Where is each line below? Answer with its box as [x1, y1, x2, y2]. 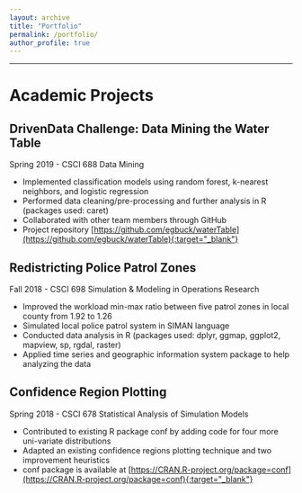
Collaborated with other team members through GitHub [22, 215, 227, 226]
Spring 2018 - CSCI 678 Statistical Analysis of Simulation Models [9, 408, 249, 419]
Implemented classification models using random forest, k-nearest [22, 176, 269, 187]
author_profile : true [9, 38, 91, 48]
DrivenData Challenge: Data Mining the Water [9, 121, 270, 136]
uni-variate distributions [22, 435, 111, 446]
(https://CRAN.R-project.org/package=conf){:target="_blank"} [22, 473, 253, 484]
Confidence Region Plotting [9, 384, 167, 400]
